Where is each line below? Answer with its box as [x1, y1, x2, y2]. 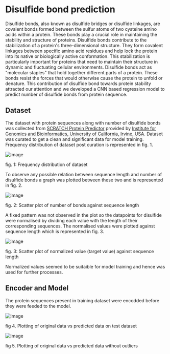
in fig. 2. [5, 182, 23, 188]
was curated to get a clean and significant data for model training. [5, 136, 144, 142]
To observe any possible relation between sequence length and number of [5, 171, 162, 177]
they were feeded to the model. [5, 303, 71, 309]
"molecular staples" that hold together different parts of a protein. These [5, 69, 158, 75]
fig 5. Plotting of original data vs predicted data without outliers [5, 342, 138, 349]
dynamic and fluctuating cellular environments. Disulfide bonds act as [5, 64, 152, 70]
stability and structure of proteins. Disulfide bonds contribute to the [5, 37, 147, 43]
